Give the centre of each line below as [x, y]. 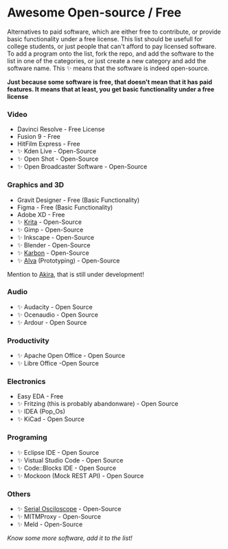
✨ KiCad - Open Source [50, 419]
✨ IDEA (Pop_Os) [41, 412]
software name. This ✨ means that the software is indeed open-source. [108, 68]
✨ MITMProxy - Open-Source [59, 517]
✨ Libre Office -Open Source [58, 363]
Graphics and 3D [36, 185]
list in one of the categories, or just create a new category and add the [107, 60]
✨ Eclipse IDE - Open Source [58, 452]
